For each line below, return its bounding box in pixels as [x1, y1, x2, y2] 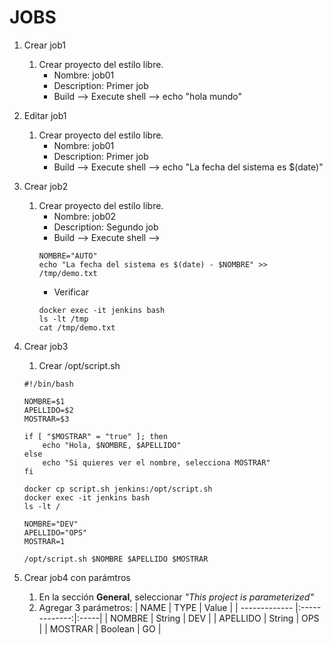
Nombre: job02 [53, 210, 117, 222]
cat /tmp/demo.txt [38, 322, 116, 333]
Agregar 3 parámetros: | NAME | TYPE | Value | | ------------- [38, 601, 294, 613]
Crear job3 [23, 340, 69, 352]
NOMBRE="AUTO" [38, 251, 98, 261]
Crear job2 [23, 180, 69, 192]
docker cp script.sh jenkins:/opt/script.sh [23, 484, 213, 494]
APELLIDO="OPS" [23, 527, 88, 538]
